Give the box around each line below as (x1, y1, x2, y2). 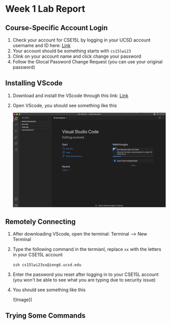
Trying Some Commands (5, 311, 85, 320)
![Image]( (12, 297, 32, 303)
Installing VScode (5, 79, 63, 87)
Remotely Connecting (5, 217, 76, 226)
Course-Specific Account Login (5, 24, 108, 32)
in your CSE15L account (12, 251, 63, 258)
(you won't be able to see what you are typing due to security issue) (12, 277, 156, 283)
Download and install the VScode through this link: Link (12, 92, 129, 99)
